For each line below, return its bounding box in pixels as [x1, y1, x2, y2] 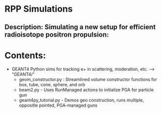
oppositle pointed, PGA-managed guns [19, 102, 97, 108]
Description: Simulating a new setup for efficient [4, 23, 156, 31]
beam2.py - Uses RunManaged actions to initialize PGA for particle [19, 87, 154, 93]
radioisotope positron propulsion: [4, 30, 109, 38]
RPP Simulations [4, 3, 73, 15]
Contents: [4, 50, 46, 61]
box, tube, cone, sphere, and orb [19, 81, 85, 87]
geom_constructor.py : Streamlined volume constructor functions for [19, 76, 158, 82]
